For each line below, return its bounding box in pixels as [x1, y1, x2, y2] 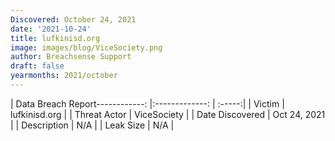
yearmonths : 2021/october [10, 71, 118, 81]
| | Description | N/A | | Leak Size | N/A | [10, 119, 175, 131]
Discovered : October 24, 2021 [10, 14, 137, 25]
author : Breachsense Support [10, 52, 132, 62]
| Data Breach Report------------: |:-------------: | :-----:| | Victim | [10, 97, 285, 110]
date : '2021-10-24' [10, 24, 92, 34]
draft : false [10, 61, 65, 71]
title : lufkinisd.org [10, 33, 101, 43]
